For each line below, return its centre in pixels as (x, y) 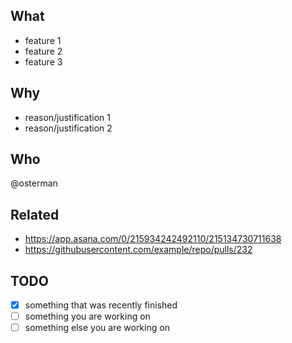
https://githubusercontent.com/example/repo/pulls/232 (138, 250)
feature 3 (43, 61)
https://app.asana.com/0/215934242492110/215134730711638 (153, 239)
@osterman (34, 183)
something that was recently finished (101, 305)
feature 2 (43, 51)
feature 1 (43, 40)
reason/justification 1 (67, 117)
